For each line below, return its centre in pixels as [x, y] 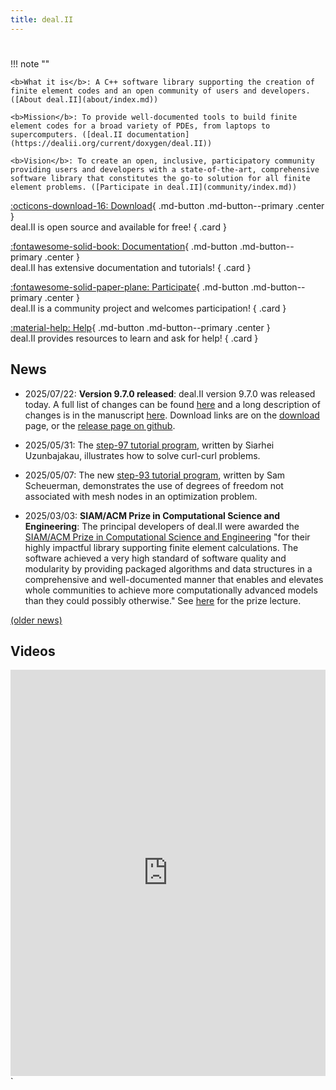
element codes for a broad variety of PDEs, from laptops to [140, 126]
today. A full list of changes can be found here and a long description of [172, 404]
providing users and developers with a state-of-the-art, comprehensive [165, 169]
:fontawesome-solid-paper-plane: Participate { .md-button [129, 287]
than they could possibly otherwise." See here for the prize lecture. [163, 600]
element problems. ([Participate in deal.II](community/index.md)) [154, 187]
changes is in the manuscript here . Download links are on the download [172, 415]
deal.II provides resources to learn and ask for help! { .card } [134, 338]
